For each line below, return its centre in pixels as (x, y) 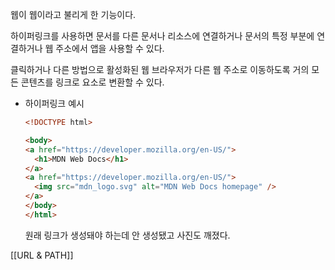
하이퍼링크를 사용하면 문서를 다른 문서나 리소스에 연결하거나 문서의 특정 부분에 (162, 36)
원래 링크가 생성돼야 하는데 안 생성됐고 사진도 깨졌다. (127, 235)
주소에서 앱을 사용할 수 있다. (110, 48)
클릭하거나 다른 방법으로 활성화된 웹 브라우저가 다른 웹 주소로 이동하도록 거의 (160, 69)
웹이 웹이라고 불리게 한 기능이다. (73, 14)
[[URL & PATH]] (42, 255)
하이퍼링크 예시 (54, 103)
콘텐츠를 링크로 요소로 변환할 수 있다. (92, 82)
